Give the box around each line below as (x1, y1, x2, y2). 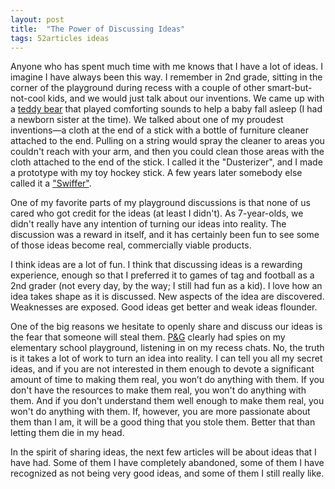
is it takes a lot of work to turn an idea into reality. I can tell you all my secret (10, 352, 323, 365)
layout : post (10, 14, 65, 25)
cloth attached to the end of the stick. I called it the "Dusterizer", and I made (10, 156, 323, 168)
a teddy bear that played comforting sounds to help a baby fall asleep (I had (10, 103, 323, 115)
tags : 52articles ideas (10, 33, 110, 43)
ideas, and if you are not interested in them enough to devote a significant (10, 363, 315, 375)
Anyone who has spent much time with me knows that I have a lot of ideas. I (10, 61, 323, 73)
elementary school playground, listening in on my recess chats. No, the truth (10, 342, 325, 354)
